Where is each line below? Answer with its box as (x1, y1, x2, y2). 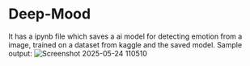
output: (8, 48, 32, 58)
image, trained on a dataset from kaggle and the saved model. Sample (8, 39, 243, 49)
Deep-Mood (8, 5, 91, 23)
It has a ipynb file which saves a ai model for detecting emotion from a (8, 31, 243, 41)
